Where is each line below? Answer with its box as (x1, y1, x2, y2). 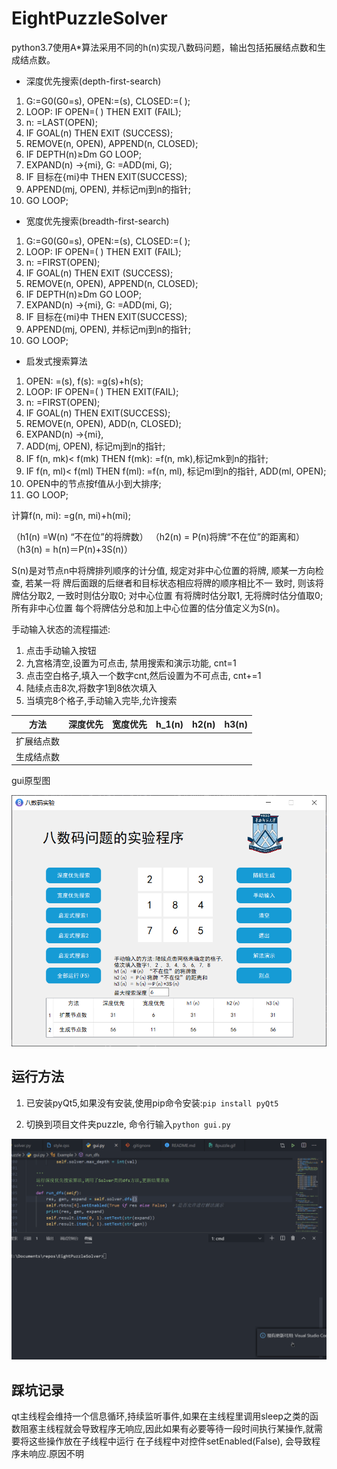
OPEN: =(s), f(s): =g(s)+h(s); (25, 375, 144, 387)
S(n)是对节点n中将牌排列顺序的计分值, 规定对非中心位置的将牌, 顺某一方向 (11, 564, 316, 576)
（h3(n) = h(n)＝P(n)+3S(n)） (11, 543, 133, 555)
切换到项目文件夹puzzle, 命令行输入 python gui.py (25, 1118, 231, 1130)
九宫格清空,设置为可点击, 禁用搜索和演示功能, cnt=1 (25, 657, 237, 669)
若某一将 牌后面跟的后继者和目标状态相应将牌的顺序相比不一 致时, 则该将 (24, 577, 324, 589)
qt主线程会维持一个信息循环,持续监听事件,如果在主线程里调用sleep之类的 (11, 1410, 310, 1422)
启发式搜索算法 (25, 355, 88, 367)
